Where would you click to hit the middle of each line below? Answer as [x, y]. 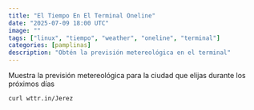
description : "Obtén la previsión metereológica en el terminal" [119, 53]
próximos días [31, 84]
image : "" [25, 30]
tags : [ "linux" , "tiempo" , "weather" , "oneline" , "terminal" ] [114, 38]
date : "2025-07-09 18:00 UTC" [59, 23]
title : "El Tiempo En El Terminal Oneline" [82, 16]
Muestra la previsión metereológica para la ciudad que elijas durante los [127, 75]
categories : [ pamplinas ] [50, 45]
